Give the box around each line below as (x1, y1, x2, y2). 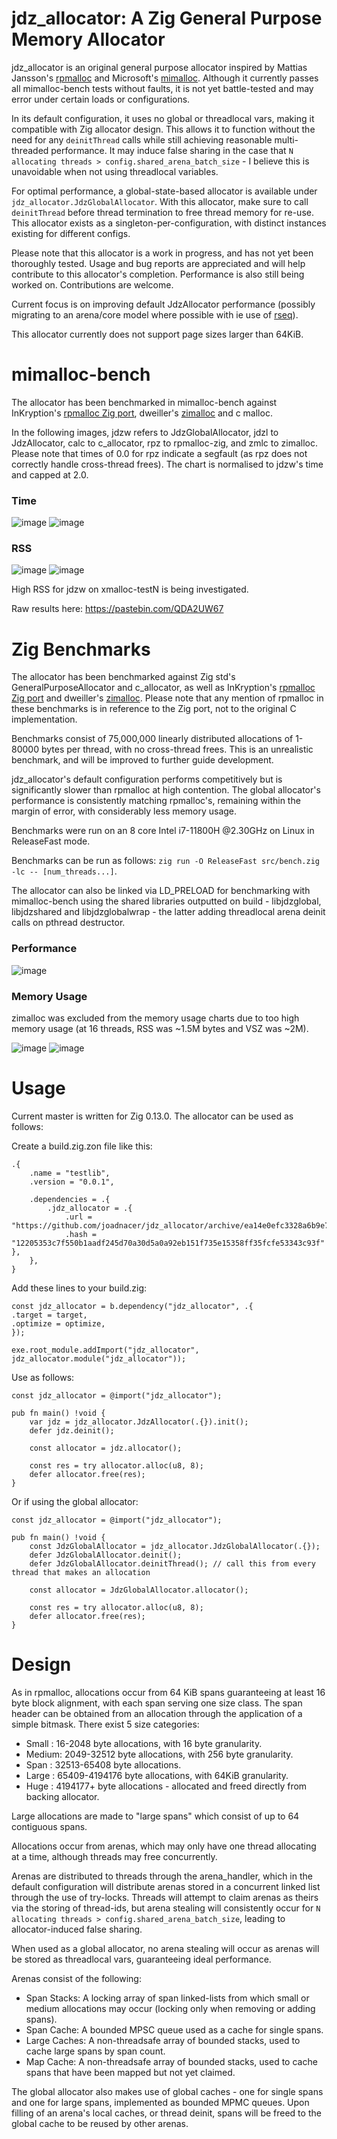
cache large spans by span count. (25, 2045, 166, 2057)
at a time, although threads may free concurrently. (11, 1850, 218, 1862)
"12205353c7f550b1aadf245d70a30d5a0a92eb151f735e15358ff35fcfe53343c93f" (11, 1238, 326, 1248)
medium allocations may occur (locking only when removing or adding (25, 2002, 316, 2014)
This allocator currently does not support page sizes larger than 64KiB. (11, 328, 304, 340)
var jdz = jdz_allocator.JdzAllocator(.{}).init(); (29, 1417, 249, 1427)
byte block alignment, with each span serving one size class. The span (11, 1697, 303, 1709)
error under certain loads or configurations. (11, 93, 191, 105)
